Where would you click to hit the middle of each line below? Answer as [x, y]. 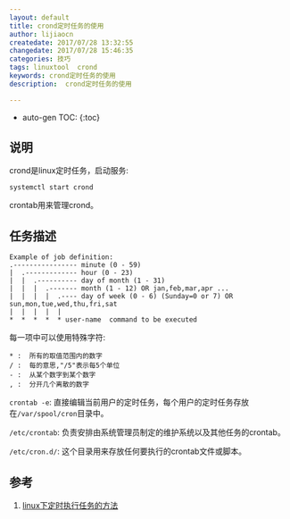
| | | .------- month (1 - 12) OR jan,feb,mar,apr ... [119, 289]
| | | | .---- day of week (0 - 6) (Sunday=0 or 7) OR [121, 297]
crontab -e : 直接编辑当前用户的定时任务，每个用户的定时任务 [121, 402]
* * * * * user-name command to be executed [104, 320]
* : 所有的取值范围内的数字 [56, 356]
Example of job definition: [62, 257]
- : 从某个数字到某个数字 [53, 375]
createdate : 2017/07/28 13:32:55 [71, 42]
